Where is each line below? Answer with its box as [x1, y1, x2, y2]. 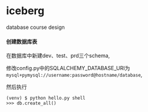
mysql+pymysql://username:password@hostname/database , [6, 71, 143, 78]
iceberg [6, 4, 45, 18]
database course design [6, 24, 65, 31]
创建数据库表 [6, 38, 37, 45]
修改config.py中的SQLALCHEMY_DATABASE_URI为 [6, 65, 130, 72]
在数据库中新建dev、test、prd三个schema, [6, 52, 110, 60]
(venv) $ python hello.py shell [6, 95, 85, 101]
